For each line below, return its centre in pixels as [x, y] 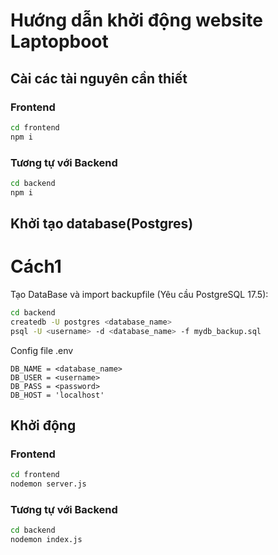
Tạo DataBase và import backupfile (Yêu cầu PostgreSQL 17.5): [139, 294]
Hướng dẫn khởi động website [136, 20]
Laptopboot [59, 41]
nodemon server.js [48, 484]
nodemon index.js [46, 540]
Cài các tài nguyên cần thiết [99, 78]
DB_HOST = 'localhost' [57, 395]
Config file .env [42, 350]
